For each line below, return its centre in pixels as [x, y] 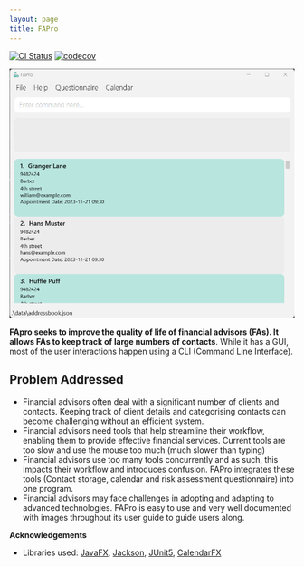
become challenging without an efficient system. [113, 421]
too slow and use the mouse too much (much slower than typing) [143, 450]
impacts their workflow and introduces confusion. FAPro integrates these [158, 469]
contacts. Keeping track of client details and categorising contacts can [154, 411]
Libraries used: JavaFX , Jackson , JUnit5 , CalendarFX [122, 552]
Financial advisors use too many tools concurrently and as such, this [150, 459]
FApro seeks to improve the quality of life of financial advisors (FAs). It [144, 332]
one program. [48, 488]
